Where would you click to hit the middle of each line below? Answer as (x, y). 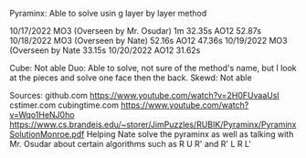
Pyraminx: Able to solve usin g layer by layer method (108, 13)
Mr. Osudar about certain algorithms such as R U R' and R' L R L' (130, 144)
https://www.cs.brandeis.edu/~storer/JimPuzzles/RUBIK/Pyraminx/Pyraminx (153, 124)
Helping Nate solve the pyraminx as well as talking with (190, 134)
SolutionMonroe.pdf (47, 134)
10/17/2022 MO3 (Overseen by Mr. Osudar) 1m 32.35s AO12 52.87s (136, 31)
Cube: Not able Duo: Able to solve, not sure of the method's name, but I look (153, 68)
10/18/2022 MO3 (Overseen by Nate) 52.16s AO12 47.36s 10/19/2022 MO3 (148, 41)
